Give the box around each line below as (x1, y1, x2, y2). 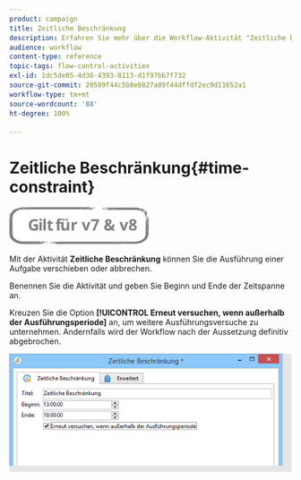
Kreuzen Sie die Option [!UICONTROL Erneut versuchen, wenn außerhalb (9, 307, 285, 318)
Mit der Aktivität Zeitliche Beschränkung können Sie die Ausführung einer (9, 253, 284, 264)
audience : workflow (9, 43, 82, 52)
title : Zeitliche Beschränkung (9, 23, 126, 33)
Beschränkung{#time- (79, 158, 250, 178)
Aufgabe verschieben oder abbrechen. (9, 263, 152, 274)
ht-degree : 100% (9, 108, 70, 118)
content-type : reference (9, 52, 102, 62)
